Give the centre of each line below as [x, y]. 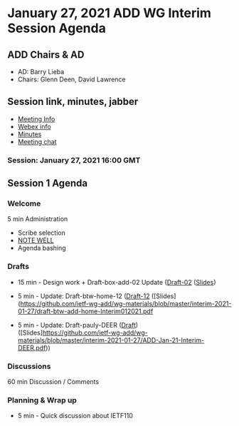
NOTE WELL [36, 240]
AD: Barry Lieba [41, 72]
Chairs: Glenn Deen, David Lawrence [71, 79]
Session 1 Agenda [47, 183]
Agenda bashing [42, 248]
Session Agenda [57, 28]
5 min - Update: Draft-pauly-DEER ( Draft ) [78, 325]
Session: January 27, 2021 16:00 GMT [74, 160]
